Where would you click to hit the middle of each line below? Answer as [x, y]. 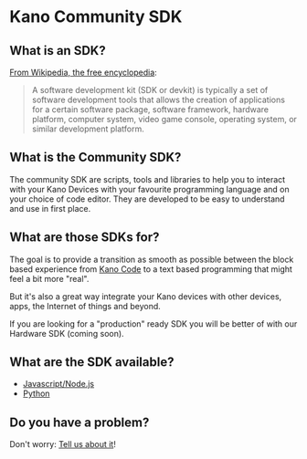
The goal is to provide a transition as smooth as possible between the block [152, 259]
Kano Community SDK [96, 17]
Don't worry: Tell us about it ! [63, 444]
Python [36, 393]
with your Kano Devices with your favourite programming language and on [149, 189]
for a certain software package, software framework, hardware [150, 110]
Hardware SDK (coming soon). [67, 333]
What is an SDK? [58, 51]
